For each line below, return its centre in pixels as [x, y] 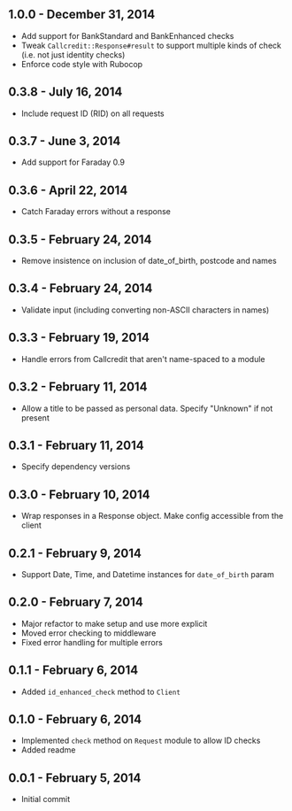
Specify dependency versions [76, 467]
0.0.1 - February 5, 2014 [75, 778]
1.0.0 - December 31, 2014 [82, 15]
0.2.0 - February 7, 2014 [76, 602]
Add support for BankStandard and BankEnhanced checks [127, 35]
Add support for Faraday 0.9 [73, 162]
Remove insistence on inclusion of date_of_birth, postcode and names [149, 261]
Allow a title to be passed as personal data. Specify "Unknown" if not [147, 408]
